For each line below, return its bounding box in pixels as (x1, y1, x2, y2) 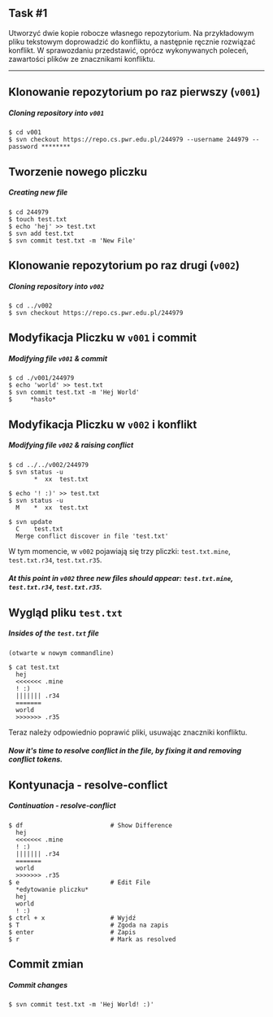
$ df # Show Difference (8, 821, 173, 829)
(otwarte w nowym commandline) (8, 648, 115, 657)
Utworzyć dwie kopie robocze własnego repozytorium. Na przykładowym (8, 28, 254, 37)
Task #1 (8, 7, 48, 20)
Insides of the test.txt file (8, 628, 99, 638)
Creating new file (8, 187, 68, 198)
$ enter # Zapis (8, 928, 136, 936)
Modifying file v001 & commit (8, 353, 108, 363)
